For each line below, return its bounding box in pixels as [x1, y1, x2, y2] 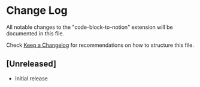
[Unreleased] [6, 59, 57, 69]
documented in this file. [6, 29, 65, 37]
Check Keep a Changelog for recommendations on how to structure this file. [6, 41, 195, 49]
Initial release [14, 74, 48, 82]
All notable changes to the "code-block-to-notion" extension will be [6, 23, 173, 31]
